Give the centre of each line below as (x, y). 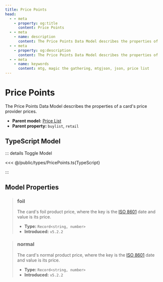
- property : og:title (36, 23)
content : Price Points (41, 28)
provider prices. (21, 111)
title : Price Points (26, 10)
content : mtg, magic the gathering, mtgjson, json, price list (84, 69)
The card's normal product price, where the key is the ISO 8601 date (86, 255)
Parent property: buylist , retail (45, 126)
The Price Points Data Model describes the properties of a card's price (76, 106)
